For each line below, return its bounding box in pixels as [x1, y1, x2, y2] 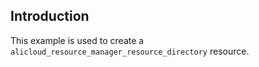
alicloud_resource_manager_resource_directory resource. [10, 45, 250, 57]
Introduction [10, 8, 90, 25]
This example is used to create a [10, 34, 145, 46]
